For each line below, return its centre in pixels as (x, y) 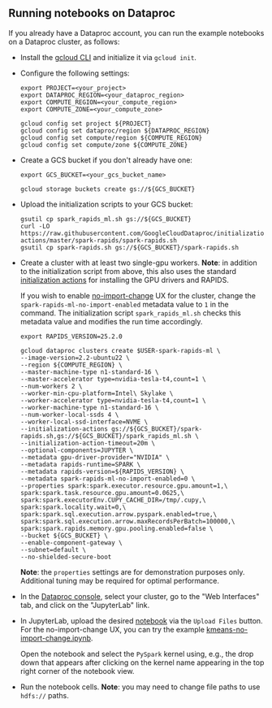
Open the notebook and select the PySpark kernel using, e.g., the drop (137, 654)
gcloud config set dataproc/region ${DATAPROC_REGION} (115, 130)
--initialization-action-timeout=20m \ (88, 443)
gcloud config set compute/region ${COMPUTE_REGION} (111, 137)
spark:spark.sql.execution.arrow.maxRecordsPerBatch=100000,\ (127, 521)
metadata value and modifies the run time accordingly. (111, 321)
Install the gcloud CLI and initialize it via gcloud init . (108, 57)
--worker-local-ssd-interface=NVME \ (84, 422)
